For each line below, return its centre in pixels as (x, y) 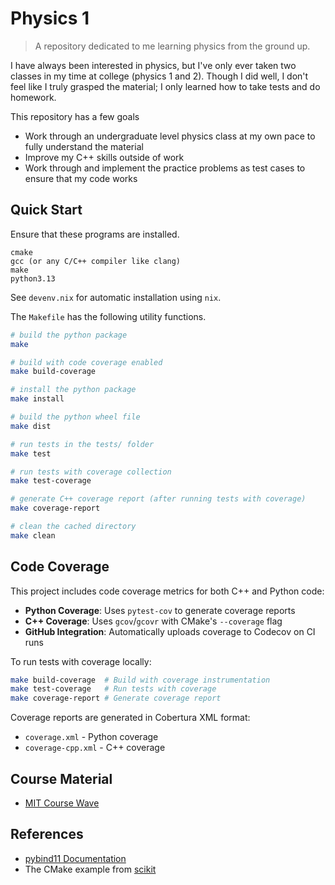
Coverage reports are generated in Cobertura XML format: (130, 718)
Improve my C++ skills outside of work (104, 157)
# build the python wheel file (75, 417)
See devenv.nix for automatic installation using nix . (116, 297)
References (47, 834)
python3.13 (33, 278)
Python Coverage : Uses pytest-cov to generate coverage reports (160, 610)
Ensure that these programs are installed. (95, 234)
